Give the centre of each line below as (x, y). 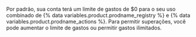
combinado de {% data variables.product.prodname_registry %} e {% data (98, 15)
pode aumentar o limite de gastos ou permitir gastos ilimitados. (84, 28)
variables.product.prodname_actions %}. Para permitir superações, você (96, 21)
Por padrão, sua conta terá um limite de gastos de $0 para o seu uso (91, 9)
